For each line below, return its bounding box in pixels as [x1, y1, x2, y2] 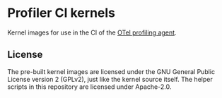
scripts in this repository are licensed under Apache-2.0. [7, 82, 172, 91]
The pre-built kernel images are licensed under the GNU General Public [7, 67, 216, 75]
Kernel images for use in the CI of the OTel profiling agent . [7, 28, 177, 37]
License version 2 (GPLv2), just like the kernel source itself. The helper [7, 75, 214, 83]
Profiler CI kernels [7, 5, 115, 21]
